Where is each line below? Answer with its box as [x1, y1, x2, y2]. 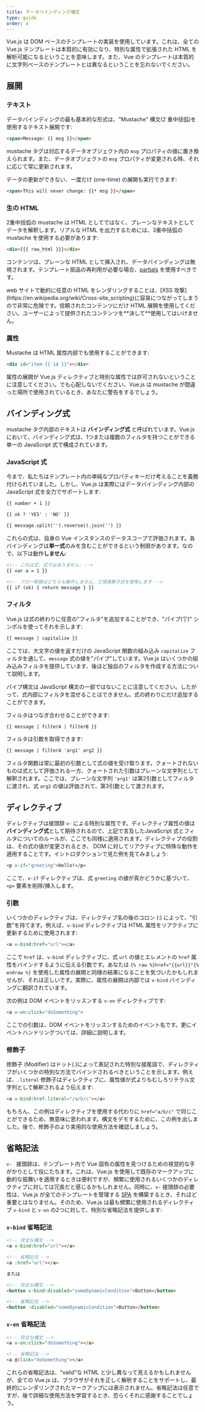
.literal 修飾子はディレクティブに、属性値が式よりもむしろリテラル [17, 1076, 190, 1083]
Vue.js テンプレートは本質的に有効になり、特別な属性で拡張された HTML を [6, 45, 197, 53]
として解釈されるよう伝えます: [17, 1083, 94, 1091]
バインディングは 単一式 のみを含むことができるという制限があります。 [6, 542, 182, 549]
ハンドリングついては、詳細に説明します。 [22, 1029, 129, 1036]
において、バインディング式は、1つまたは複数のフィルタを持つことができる [6, 433, 196, 440]
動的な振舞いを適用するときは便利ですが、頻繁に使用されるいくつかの [6, 1175, 184, 1183]
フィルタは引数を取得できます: [6, 735, 83, 742]
